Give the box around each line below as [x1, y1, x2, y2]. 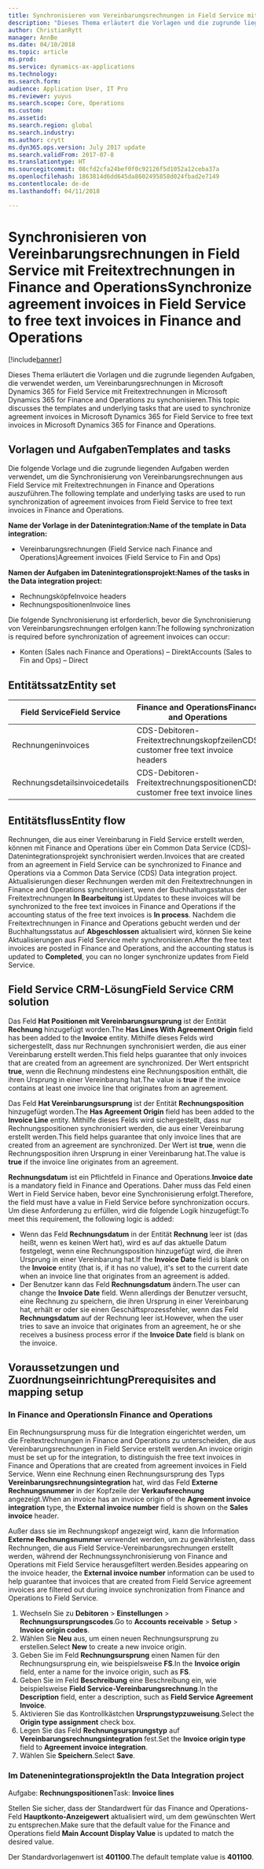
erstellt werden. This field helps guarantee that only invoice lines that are [8, 1132, 242, 1141]
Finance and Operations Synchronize [8, 278, 252, 296]
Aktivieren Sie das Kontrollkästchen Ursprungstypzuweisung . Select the [19, 1708, 255, 1718]
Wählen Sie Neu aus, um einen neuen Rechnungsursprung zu [19, 1634, 219, 1643]
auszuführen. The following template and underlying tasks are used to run [8, 489, 246, 499]
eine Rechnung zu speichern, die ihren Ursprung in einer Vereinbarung [19, 1296, 249, 1306]
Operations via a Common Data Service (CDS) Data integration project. [8, 868, 238, 877]
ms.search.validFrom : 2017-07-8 [8, 150, 114, 158]
